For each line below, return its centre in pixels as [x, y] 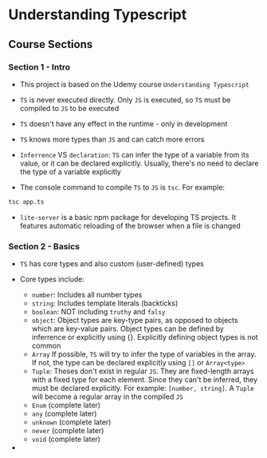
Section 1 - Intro [39, 67]
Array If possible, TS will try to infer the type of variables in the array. [144, 354]
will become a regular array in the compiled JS [107, 396]
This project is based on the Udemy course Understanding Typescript [134, 84]
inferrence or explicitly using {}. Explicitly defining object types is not [145, 337]
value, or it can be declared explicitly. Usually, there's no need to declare [139, 163]
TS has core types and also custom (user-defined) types [112, 264]
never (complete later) [68, 431]
